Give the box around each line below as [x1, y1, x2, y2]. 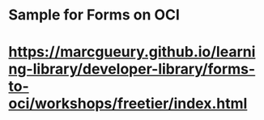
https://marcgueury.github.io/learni [8, 43, 256, 62]
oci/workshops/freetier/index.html [8, 95, 248, 113]
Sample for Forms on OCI [8, 6, 181, 24]
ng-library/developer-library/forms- [8, 60, 256, 79]
